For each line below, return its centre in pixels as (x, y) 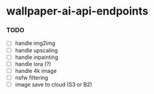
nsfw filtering (31, 78)
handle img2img (35, 43)
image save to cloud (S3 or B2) (53, 84)
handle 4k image (36, 70)
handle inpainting (37, 57)
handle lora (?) (33, 64)
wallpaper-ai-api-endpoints (78, 11)
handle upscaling (37, 50)
